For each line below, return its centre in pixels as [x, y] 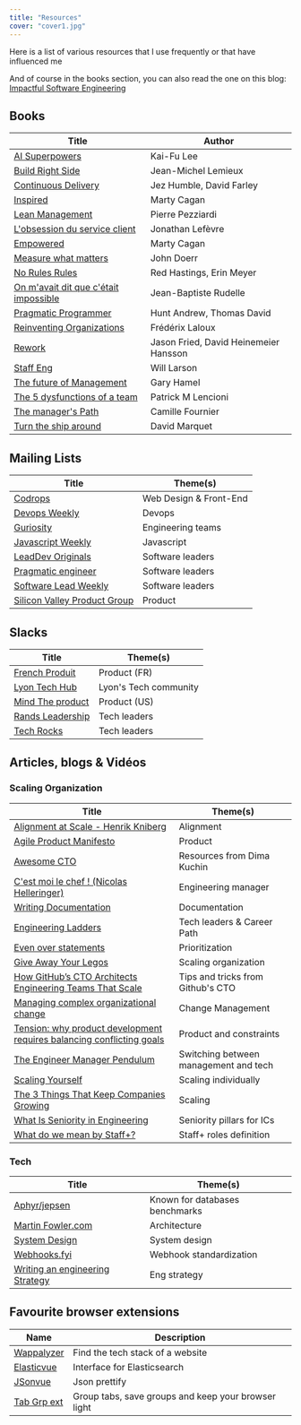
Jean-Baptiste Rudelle [198, 293]
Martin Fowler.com [53, 1225]
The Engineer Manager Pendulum [84, 1059]
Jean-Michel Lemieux [197, 171]
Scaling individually [219, 1079]
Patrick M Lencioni [189, 397]
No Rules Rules [46, 272]
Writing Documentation [62, 907]
